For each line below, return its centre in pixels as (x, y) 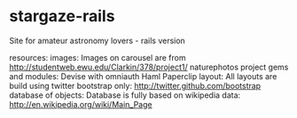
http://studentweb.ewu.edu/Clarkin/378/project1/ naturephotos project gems (149, 67)
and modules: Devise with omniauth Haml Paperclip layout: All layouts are (143, 76)
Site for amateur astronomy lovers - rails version (98, 41)
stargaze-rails (62, 16)
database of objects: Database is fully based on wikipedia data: (125, 95)
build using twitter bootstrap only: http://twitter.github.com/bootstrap (135, 85)
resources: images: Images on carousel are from (98, 57)
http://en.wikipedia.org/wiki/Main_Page (81, 104)
